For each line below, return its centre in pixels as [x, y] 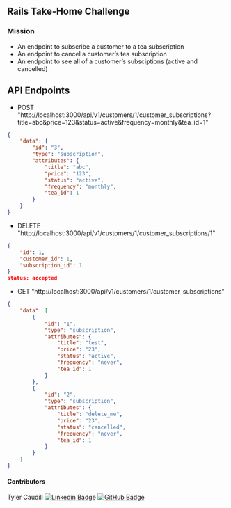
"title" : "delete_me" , [90, 414]
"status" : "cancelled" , [91, 427]
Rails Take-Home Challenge [69, 11]
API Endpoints [39, 91]
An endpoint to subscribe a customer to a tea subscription [101, 46]
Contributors [26, 482]
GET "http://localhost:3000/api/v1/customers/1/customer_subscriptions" [121, 292]
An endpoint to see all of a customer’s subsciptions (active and [107, 61]
